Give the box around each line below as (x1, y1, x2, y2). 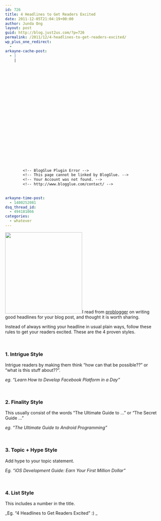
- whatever (9, 218, 32, 224)
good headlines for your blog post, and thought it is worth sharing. (5, 314, 140, 320)
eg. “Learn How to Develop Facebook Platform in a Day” (5, 377, 120, 383)
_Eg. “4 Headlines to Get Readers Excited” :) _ (5, 510, 97, 516)
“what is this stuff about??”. (5, 367, 61, 373)
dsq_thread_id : (5, 204, 36, 210)
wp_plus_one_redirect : (5, 40, 52, 44)
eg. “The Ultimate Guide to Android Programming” (5, 425, 107, 431)
